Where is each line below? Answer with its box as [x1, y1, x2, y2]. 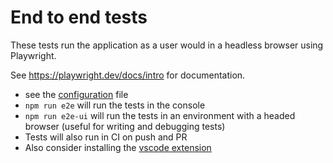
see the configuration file [24, 88, 129, 100]
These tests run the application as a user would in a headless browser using [10, 39, 324, 51]
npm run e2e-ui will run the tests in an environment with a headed [24, 109, 296, 121]
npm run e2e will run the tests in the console [24, 99, 206, 111]
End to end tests [10, 6, 148, 29]
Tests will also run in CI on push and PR [24, 131, 188, 143]
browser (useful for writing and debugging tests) [24, 120, 226, 132]
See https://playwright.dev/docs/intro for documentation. [10, 69, 246, 81]
